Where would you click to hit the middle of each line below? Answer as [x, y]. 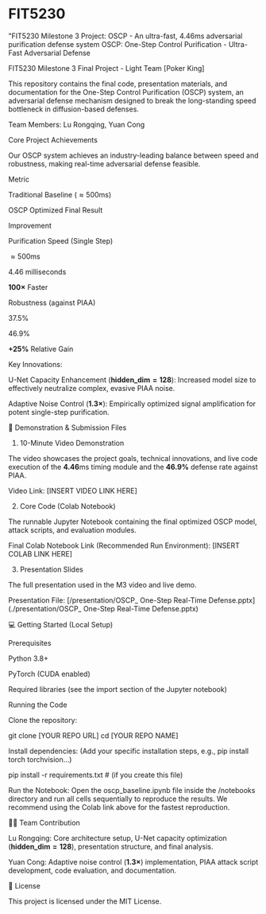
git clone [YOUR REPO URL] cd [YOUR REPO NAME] [93, 735]
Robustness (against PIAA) [52, 303]
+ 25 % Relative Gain [41, 349]
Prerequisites [30, 643]
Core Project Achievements [53, 139]
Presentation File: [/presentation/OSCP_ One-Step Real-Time [108, 600]
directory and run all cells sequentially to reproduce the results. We [118, 799]
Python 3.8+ [29, 658]
